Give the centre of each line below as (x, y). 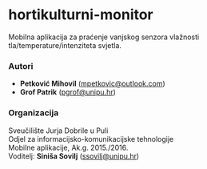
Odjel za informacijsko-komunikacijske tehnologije (91, 139)
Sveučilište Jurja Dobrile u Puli (58, 131)
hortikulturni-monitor (81, 15)
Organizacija (34, 113)
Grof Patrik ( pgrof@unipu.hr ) (68, 92)
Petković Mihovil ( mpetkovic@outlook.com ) (92, 84)
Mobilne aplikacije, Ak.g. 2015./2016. (68, 147)
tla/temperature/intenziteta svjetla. (65, 45)
